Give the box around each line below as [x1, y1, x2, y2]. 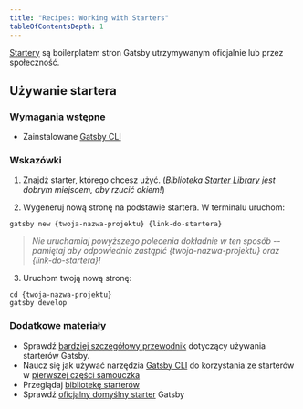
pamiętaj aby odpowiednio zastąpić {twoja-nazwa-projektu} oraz [31, 246, 280, 257]
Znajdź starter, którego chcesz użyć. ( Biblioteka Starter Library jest [22, 174, 276, 185]
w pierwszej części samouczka [22, 369, 141, 380]
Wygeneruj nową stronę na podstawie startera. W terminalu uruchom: [22, 202, 286, 213]
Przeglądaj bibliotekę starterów [22, 379, 140, 390]
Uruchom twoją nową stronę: [22, 273, 132, 284]
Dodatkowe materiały [9, 320, 107, 332]
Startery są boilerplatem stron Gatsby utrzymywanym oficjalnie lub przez [9, 47, 284, 58]
